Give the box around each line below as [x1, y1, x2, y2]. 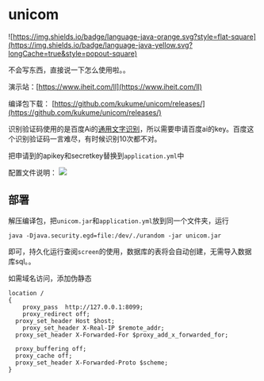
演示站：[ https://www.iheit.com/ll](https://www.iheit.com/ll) [8, 82, 202, 91]
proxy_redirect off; [22, 310, 90, 318]
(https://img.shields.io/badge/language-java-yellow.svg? [8, 40, 193, 49]
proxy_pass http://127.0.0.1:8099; [22, 303, 144, 311]
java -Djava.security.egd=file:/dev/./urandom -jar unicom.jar [8, 232, 222, 240]
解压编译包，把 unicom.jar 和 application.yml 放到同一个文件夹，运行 [8, 216, 229, 225]
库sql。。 [8, 256, 36, 266]
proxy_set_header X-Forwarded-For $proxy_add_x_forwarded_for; [15, 331, 228, 339]
